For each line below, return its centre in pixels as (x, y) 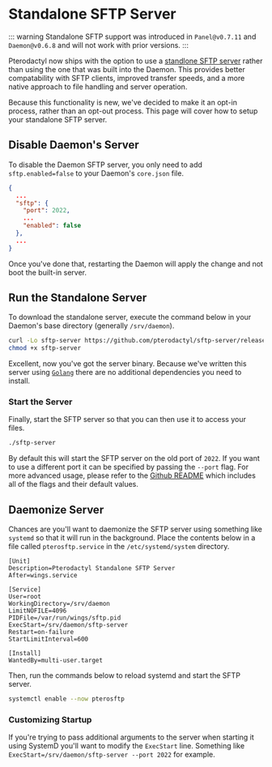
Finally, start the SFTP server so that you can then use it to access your (127, 420)
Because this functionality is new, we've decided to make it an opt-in (123, 102)
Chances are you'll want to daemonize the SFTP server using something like (136, 529)
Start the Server (40, 402)
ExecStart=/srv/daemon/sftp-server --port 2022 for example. (112, 755)
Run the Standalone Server (78, 298)
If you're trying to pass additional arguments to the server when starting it (132, 737)
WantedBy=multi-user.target (56, 661)
